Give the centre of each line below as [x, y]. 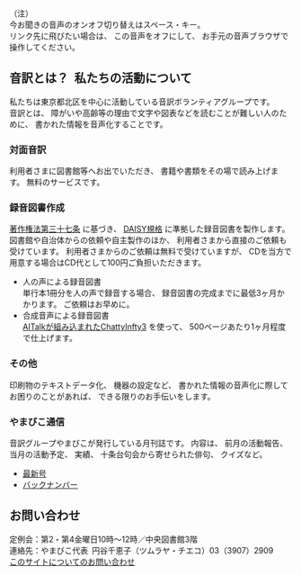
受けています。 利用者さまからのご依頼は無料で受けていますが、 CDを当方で [150, 252]
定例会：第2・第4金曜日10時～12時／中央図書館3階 [103, 539]
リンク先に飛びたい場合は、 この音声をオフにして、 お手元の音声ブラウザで [149, 36]
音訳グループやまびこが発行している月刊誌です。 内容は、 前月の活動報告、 [149, 443]
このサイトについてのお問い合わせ [72, 562]
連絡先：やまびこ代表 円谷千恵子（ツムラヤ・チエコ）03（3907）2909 [142, 550]
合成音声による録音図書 [66, 316]
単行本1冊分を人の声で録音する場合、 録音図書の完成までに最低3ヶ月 [150, 293]
